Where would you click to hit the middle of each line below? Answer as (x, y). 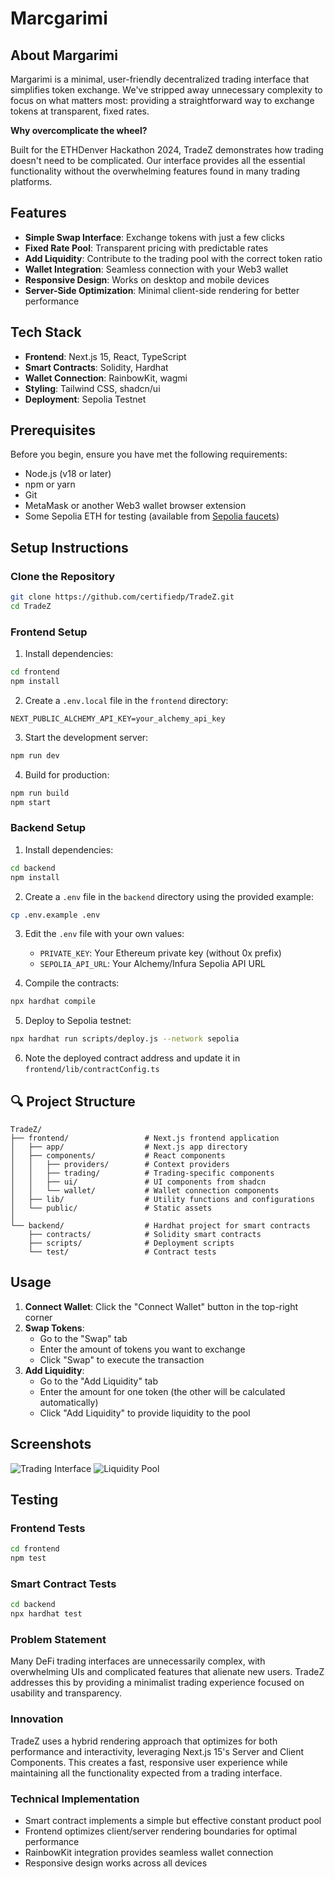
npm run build (40, 793)
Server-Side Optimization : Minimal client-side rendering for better (162, 290)
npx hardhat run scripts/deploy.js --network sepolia (125, 1039)
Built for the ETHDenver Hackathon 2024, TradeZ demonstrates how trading (167, 150)
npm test (28, 1558)
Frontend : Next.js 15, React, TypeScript (105, 356)
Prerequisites (53, 430)
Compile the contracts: (72, 983)
